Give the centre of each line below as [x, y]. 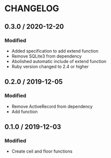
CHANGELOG [32, 9]
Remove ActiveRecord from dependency [52, 106]
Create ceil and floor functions [42, 151]
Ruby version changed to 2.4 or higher [50, 66]
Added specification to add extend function [55, 51]
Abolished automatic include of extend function [59, 61]
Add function [24, 111]
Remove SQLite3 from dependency [47, 56]
